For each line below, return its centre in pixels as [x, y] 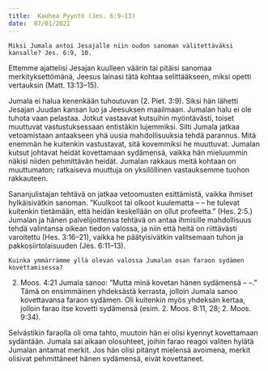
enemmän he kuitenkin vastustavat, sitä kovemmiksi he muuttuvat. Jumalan [134, 143]
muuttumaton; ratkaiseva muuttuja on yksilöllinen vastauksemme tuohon [129, 169]
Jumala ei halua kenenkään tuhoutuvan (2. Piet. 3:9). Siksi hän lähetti [123, 100]
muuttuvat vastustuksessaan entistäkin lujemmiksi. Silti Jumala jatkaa [124, 126]
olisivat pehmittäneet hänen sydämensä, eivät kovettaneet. [106, 358]
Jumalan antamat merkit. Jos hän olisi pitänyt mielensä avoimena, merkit [130, 350]
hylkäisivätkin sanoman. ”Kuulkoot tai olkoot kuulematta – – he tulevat [124, 203]
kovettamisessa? [36, 267]
